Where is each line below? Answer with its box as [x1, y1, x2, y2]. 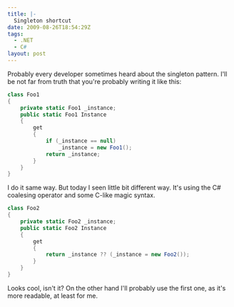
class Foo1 [7, 90, 40, 98]
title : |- [7, 10, 37, 18]
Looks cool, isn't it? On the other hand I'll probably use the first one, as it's [7, 283, 226, 292]
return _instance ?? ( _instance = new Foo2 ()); [45, 251, 190, 259]
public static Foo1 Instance [20, 111, 107, 118]
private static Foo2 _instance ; [20, 218, 116, 225]
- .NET [14, 37, 34, 44]
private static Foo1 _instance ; [20, 104, 116, 111]
